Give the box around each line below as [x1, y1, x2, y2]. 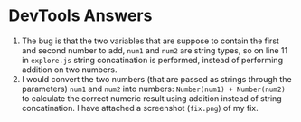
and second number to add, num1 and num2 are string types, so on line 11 [21, 44, 288, 55]
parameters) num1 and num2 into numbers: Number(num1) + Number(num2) [21, 83, 286, 94]
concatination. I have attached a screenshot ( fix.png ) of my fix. [21, 102, 259, 113]
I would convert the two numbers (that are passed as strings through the [21, 73, 292, 84]
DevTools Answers [8, 5, 153, 26]
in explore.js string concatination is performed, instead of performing [21, 54, 284, 65]
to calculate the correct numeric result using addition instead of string [21, 92, 282, 104]
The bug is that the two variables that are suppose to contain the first [21, 35, 279, 46]
